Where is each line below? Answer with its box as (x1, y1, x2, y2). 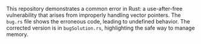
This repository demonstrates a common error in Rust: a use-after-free (6, 5, 183, 12)
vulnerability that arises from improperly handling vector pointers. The (6, 11, 181, 19)
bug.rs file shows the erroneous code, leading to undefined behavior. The (6, 18, 191, 25)
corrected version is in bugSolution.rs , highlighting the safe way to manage (6, 24, 195, 31)
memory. (6, 31, 28, 38)
